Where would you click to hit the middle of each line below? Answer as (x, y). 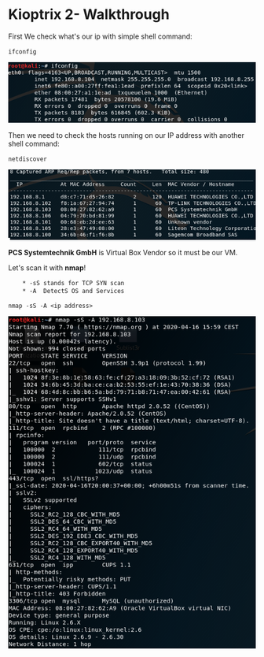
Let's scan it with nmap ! (47, 268)
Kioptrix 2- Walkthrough (89, 15)
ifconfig (22, 52)
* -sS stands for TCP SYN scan (73, 284)
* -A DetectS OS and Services (73, 291)
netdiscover (27, 159)
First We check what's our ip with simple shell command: (100, 36)
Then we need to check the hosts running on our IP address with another (126, 135)
